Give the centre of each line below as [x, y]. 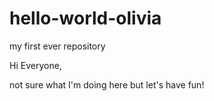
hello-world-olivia [85, 18]
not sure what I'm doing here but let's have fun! [107, 84]
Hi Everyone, [35, 65]
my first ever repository [57, 46]
